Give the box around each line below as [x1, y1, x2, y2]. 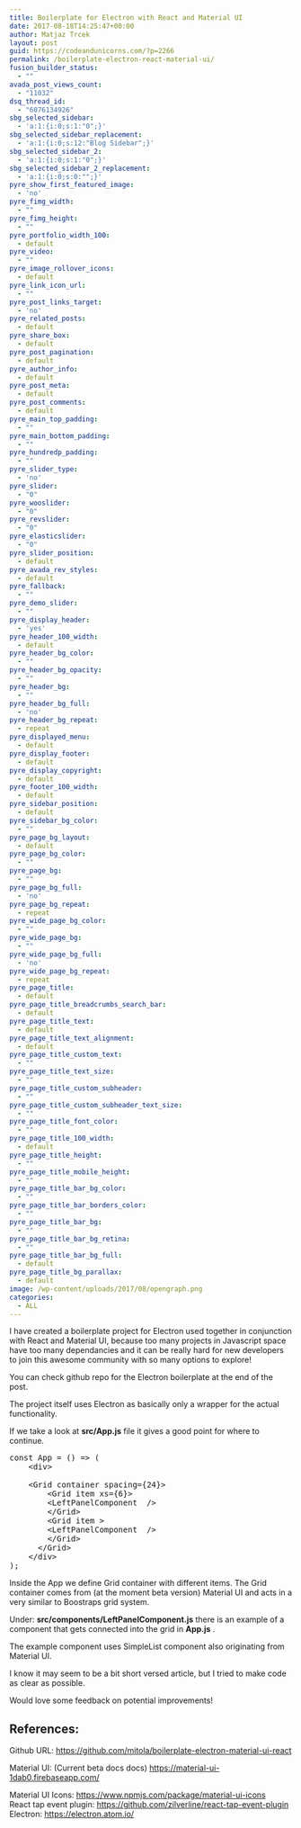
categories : [9, 1293, 54, 1302]
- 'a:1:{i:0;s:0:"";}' [17, 172, 102, 181]
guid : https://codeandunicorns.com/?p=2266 [9, 47, 175, 56]
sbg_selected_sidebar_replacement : [9, 130, 143, 139]
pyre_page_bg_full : [9, 883, 83, 892]
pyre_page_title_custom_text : [9, 1050, 123, 1060]
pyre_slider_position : [9, 548, 94, 558]
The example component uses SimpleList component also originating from [9, 1641, 285, 1652]
